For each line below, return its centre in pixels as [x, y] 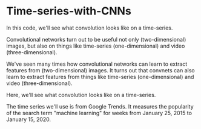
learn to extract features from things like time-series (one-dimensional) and [100, 77]
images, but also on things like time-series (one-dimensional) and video [96, 46]
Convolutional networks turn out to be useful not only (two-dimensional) [96, 39]
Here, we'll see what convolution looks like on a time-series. [81, 95]
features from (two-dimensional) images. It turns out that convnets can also [100, 70]
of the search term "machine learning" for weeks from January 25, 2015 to [99, 113]
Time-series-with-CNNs [69, 11]
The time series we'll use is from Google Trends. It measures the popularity [100, 106]
